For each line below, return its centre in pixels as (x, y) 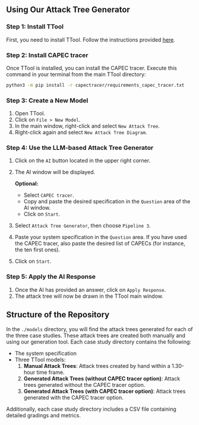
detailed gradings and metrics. (44, 415)
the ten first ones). (37, 250)
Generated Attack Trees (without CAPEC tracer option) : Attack (102, 378)
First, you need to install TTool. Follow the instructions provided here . (91, 40)
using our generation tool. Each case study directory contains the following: (99, 342)
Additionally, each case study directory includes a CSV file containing (91, 409)
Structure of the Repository (58, 315)
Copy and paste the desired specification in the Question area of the (107, 202)
